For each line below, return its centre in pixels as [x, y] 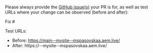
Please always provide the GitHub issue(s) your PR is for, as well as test [76, 7]
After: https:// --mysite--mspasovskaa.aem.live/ [59, 45]
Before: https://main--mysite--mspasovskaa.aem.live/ [66, 40]
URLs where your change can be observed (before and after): [67, 12]
